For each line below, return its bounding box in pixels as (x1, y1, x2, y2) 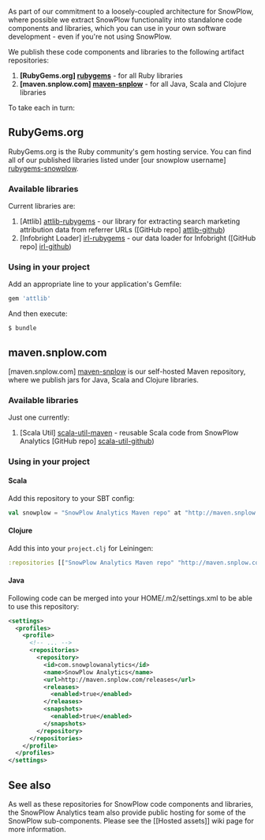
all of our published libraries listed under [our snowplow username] (8, 155, 226, 164)
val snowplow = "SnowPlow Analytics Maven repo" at (8, 509, 181, 517)
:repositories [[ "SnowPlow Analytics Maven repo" (8, 559, 175, 567)
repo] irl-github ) (19, 242, 73, 251)
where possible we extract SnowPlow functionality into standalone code (8, 15, 243, 24)
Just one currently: (8, 412, 70, 422)
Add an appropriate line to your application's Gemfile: (8, 280, 182, 289)
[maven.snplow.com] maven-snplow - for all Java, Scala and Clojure (19, 79, 247, 89)
